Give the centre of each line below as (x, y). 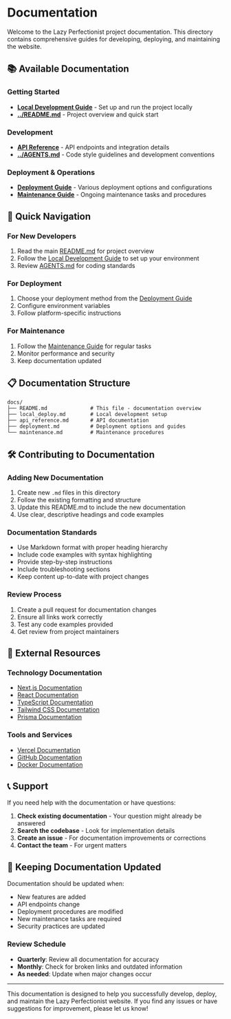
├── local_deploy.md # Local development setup (87, 415)
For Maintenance (36, 331)
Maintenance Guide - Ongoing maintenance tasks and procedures (111, 195)
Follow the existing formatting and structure (79, 500)
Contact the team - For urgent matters (72, 845)
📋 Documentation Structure (69, 383)
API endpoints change (48, 905)
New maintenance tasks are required (69, 919)
